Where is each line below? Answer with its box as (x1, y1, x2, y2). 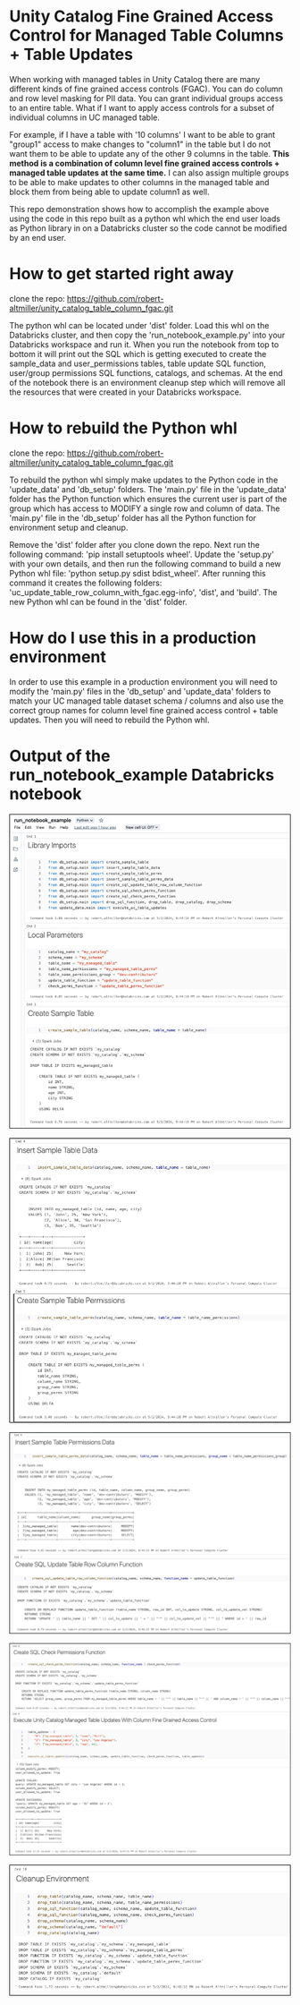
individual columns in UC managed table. (9, 112, 161, 123)
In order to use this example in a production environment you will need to (9, 676, 279, 687)
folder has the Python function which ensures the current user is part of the (9, 493, 287, 504)
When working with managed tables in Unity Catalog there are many (9, 73, 261, 84)
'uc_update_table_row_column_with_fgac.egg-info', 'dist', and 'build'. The (9, 586, 278, 597)
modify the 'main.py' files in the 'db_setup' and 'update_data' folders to (9, 686, 271, 696)
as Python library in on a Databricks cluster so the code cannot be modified (9, 222, 287, 234)
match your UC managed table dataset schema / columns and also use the (9, 695, 284, 706)
